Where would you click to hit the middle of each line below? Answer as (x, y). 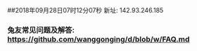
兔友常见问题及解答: (41, 30)
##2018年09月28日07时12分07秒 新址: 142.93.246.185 (85, 10)
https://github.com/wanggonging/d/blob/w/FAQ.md (99, 39)
